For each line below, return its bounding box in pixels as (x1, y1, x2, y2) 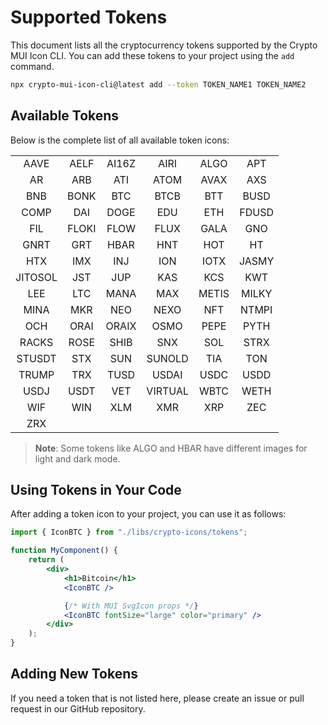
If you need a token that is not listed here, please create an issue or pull (10, 692, 305, 704)
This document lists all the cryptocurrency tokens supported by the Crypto (10, 39, 318, 51)
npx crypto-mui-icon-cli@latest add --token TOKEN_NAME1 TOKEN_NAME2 (10, 79, 307, 90)
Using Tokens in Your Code (10, 482, 182, 499)
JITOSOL (15, 270, 58, 284)
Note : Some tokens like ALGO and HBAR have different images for (34, 442, 308, 454)
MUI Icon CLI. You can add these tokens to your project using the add (10, 49, 295, 61)
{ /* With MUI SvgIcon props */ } (63, 601, 199, 611)
